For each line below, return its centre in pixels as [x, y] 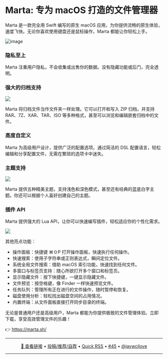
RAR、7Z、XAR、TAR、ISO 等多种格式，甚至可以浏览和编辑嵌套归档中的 [80, 115]
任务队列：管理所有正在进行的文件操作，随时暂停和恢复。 [71, 290]
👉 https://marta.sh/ [26, 329]
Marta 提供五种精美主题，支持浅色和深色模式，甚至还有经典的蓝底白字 [77, 189]
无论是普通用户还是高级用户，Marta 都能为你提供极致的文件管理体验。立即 [82, 313]
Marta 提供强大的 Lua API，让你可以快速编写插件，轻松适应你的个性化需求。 [84, 221]
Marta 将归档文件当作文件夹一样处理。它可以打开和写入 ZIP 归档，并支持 [80, 109]
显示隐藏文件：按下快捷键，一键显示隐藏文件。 [60, 277]
